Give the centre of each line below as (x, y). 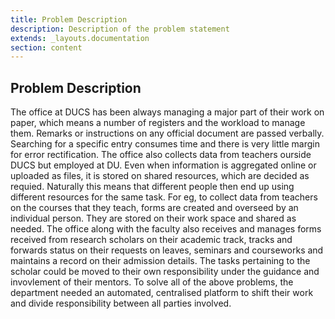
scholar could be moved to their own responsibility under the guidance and (165, 272)
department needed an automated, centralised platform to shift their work (162, 293)
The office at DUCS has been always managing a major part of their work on (167, 112)
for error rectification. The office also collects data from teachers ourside (161, 155)
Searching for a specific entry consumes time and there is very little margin (165, 144)
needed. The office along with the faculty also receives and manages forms (166, 229)
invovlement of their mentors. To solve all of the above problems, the (152, 282)
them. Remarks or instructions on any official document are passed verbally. (167, 133)
